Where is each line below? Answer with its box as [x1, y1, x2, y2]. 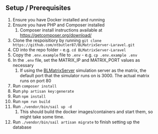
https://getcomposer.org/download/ [19, 32, 92, 38]
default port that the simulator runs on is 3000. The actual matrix [19, 72, 150, 78]
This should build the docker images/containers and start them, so [19, 109, 153, 115]
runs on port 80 [19, 78, 52, 84]
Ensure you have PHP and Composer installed [12, 22, 105, 28]
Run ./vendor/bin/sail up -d [12, 103, 72, 109]
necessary [12, 62, 34, 68]
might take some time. [19, 114, 65, 119]
